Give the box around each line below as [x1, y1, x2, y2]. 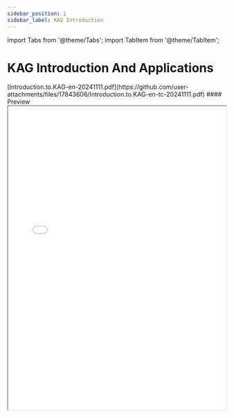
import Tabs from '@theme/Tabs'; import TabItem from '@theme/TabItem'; [7, 35, 220, 44]
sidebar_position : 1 [7, 10, 67, 17]
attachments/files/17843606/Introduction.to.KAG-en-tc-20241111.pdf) [7, 90, 206, 99]
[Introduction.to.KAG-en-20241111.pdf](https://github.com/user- [7, 83, 189, 91]
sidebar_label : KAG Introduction [7, 17, 104, 24]
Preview [7, 98, 30, 106]
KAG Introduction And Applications [7, 60, 214, 76]
